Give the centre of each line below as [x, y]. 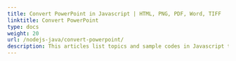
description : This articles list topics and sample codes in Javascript [116, 46]
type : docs [23, 27]
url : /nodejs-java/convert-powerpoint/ [66, 40]
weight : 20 [23, 33]
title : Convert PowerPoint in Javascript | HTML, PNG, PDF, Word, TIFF [114, 14]
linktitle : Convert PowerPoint [53, 20]
